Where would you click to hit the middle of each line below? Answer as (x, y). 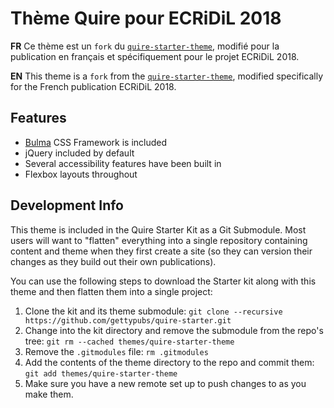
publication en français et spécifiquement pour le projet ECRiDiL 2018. (155, 56)
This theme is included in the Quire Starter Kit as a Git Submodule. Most (158, 229)
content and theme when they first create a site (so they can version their (161, 251)
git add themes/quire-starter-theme (101, 373)
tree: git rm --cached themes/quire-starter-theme (129, 341)
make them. (49, 394)
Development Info (67, 205)
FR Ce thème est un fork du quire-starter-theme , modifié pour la (145, 46)
